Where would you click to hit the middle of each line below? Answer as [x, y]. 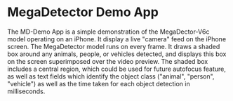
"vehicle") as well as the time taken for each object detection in [99, 83]
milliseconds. [26, 91]
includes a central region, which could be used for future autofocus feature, [116, 69]
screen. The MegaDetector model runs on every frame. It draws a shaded [114, 46]
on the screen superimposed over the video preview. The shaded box [108, 61]
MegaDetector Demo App [83, 12]
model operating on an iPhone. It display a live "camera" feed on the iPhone [117, 39]
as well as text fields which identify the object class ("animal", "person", [111, 76]
